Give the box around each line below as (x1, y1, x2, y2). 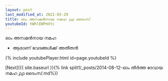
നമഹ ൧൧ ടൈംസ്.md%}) (5, 70, 58, 76)
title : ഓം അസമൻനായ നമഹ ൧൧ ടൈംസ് (5, 16, 91, 21)
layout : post (5, 7, 33, 12)
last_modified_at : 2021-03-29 (5, 12, 69, 17)
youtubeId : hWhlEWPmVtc (5, 21, 55, 26)
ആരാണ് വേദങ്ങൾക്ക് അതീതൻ (12, 45, 79, 51)
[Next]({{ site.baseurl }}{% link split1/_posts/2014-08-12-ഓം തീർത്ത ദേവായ (5, 64, 163, 70)
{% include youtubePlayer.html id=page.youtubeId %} (5, 55, 117, 61)
